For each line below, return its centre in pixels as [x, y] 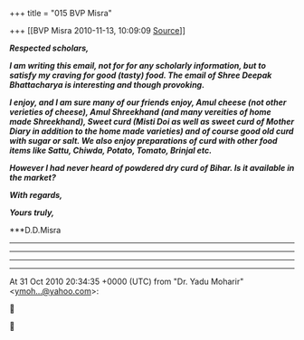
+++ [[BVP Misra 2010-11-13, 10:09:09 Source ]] [97, 30]
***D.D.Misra [35, 230]
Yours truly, [32, 212]
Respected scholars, [49, 48]
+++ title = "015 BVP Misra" [61, 13]
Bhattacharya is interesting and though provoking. [107, 85]
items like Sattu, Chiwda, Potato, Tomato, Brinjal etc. [111, 150]
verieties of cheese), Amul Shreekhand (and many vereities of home [140, 112]
